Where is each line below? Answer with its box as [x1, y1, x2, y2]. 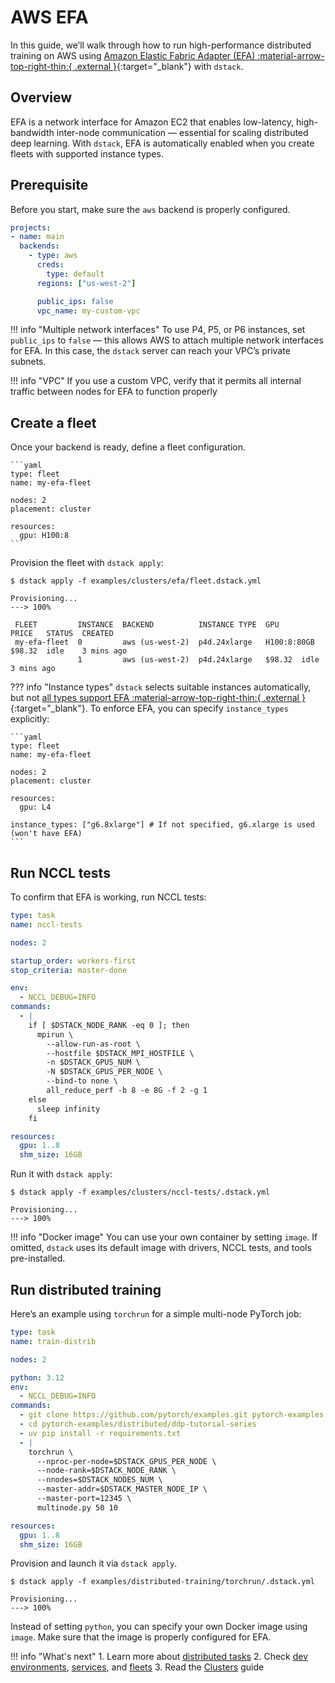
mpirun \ [36, 1029, 74, 1040]
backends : [19, 241, 60, 251]
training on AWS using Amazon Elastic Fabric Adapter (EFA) [10, 49, 256, 61]
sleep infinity [36, 1104, 101, 1114]
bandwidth [10, 126, 55, 138]
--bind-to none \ [46, 1076, 118, 1086]
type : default [46, 269, 105, 279]
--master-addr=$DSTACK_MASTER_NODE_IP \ [36, 1484, 208, 1495]
